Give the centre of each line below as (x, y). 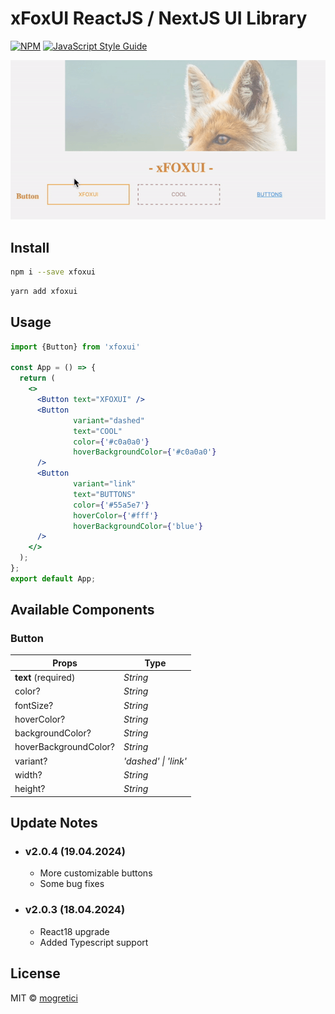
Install (30, 247)
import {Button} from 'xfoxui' (75, 347)
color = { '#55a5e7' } (111, 505)
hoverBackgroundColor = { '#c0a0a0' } (145, 452)
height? (30, 789)
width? (28, 774)
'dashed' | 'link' (155, 761)
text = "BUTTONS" (105, 494)
